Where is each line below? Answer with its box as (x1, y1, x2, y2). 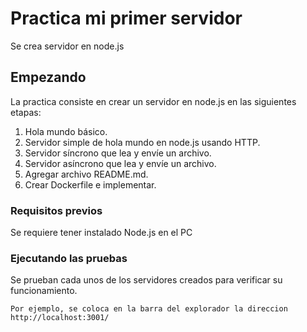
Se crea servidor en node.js (10, 40, 125, 52)
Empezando (10, 69, 87, 86)
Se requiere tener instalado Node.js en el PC (10, 227, 193, 239)
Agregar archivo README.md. (24, 168, 149, 180)
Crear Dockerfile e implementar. (24, 178, 157, 191)
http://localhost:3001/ (10, 313, 110, 323)
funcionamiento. (10, 285, 78, 297)
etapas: (10, 106, 42, 118)
